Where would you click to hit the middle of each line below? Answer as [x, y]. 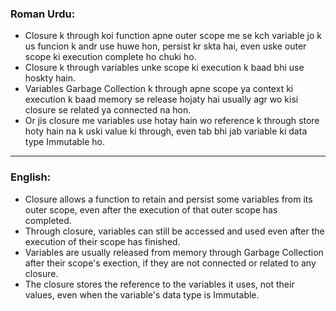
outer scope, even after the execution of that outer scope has [151, 209]
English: [31, 177]
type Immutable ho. [65, 142]
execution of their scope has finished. [102, 241]
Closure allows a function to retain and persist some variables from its [168, 199]
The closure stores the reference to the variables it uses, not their [159, 284]
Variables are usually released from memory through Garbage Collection [174, 252]
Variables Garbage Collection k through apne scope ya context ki [159, 89]
